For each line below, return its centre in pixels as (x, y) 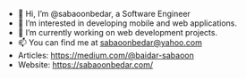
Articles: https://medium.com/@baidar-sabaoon (106, 55)
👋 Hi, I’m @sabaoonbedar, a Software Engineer (104, 14)
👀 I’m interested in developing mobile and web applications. (127, 23)
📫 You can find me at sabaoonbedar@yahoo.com (110, 43)
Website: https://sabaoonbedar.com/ (85, 65)
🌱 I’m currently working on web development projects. (117, 32)
